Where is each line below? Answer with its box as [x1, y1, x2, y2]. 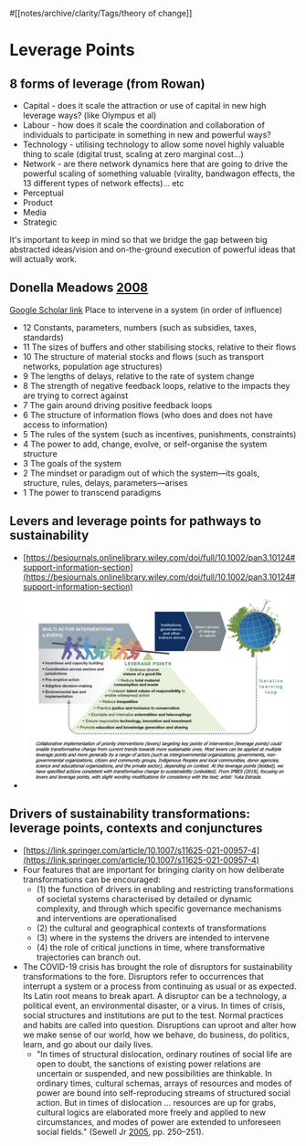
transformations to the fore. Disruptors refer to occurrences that [22, 971, 264, 982]
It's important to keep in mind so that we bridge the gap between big [9, 235, 268, 245]
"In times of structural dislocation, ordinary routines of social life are [36, 1048, 292, 1059]
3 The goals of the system [22, 457, 121, 468]
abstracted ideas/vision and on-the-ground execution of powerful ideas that [9, 244, 296, 255]
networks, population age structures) [22, 361, 163, 372]
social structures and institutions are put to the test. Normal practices [22, 1009, 284, 1021]
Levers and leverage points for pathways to [9, 513, 262, 529]
